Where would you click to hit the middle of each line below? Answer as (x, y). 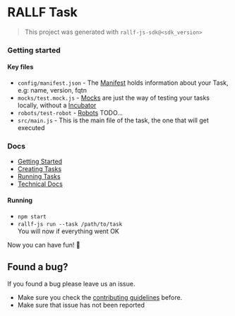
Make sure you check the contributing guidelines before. (100, 298)
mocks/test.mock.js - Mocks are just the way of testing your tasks (114, 98)
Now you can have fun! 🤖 (44, 245)
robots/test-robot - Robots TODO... (70, 113)
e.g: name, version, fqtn (52, 90)
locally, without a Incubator (57, 105)
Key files (20, 67)
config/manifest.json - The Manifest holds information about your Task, (123, 83)
